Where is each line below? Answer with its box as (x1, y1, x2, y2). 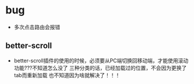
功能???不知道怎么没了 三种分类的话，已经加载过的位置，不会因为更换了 (13, 64, 187, 71)
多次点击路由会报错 (13, 23, 61, 30)
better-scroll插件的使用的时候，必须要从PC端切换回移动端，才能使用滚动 (13, 57, 189, 64)
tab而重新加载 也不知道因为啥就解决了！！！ (13, 71, 121, 79)
